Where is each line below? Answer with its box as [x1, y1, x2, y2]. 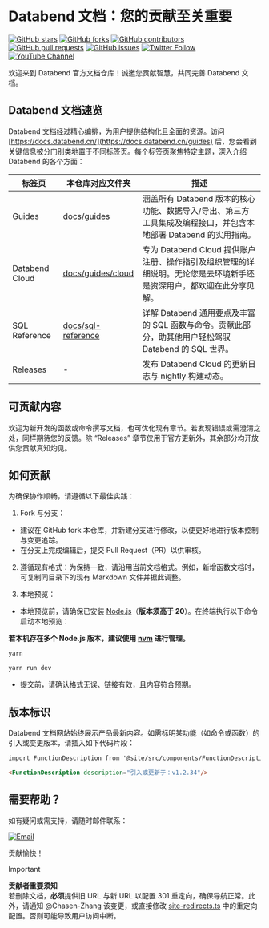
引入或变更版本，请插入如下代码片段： [8, 738, 134, 748]
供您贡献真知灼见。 [8, 442, 72, 453]
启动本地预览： [19, 616, 70, 626]
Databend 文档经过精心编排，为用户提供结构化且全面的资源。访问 [8, 126, 225, 136]
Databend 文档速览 [8, 103, 103, 117]
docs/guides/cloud [62, 268, 134, 279]
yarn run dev [8, 664, 52, 672]
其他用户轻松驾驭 [166, 331, 231, 342]
